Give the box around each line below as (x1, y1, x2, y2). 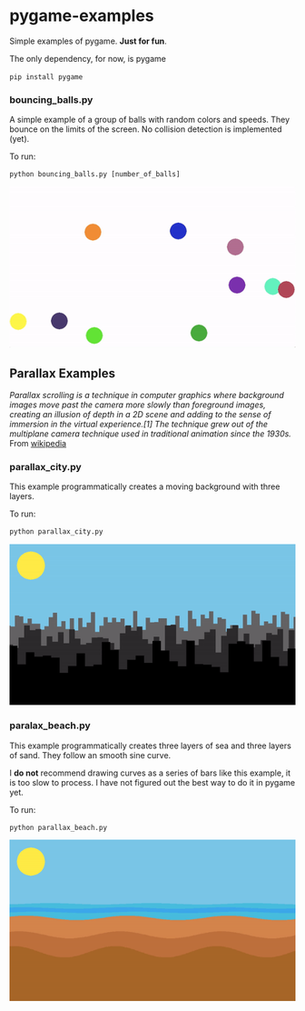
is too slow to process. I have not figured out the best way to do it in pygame (9, 776, 296, 787)
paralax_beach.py (9, 719, 91, 732)
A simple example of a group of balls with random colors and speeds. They (9, 115, 290, 125)
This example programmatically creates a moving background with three (9, 481, 280, 492)
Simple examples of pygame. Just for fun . (9, 35, 168, 46)
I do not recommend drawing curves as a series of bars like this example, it (9, 767, 291, 778)
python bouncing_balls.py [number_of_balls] (9, 170, 181, 179)
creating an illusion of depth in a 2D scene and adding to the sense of (9, 409, 271, 419)
